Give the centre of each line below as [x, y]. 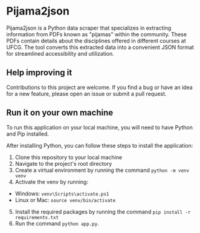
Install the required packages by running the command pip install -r [103, 212]
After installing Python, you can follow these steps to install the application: [100, 145]
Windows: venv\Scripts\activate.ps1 [62, 193]
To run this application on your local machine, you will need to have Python [100, 127]
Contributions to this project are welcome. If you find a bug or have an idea [100, 87]
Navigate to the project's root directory [63, 163]
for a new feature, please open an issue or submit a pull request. [86, 94]
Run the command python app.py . [57, 223]
